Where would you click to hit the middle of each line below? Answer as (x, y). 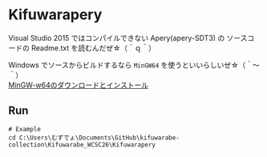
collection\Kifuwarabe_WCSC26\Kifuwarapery (82, 145)
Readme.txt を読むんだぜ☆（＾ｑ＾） (93, 48)
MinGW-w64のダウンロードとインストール (79, 85)
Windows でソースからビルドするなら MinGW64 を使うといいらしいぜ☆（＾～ (134, 65)
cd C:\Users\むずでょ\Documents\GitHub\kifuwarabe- (94, 138)
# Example (25, 129)
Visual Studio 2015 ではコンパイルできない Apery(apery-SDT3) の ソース (128, 38)
